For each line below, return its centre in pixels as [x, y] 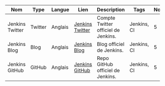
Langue [60, 10]
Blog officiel [110, 44]
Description [111, 10]
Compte [106, 18]
